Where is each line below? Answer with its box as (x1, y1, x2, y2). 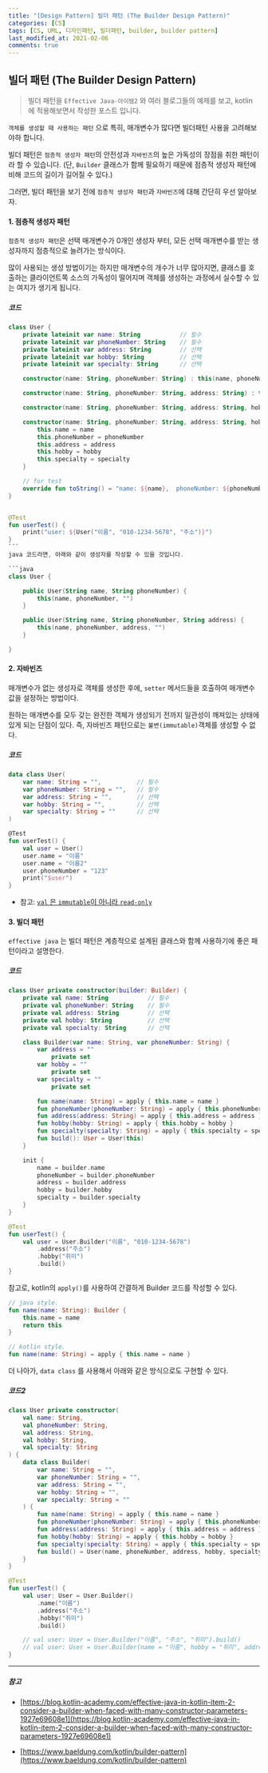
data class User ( (8, 771, 66, 779)
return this (22, 1321, 62, 1329)
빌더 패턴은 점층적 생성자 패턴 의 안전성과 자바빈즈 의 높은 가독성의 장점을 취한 (8, 150, 238, 159)
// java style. (8, 1299, 59, 1307)
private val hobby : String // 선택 (22, 1016, 170, 1024)
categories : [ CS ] (8, 19, 66, 27)
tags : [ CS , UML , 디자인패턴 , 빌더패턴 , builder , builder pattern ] (8, 26, 219, 34)
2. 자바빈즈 (8, 664, 42, 673)
